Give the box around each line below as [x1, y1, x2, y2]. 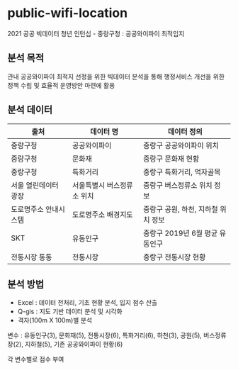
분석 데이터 [7, 104, 53, 116]
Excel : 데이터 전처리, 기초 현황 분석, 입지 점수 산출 [17, 298, 158, 307]
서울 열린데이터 [11, 180, 59, 190]
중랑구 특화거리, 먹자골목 [142, 167, 221, 176]
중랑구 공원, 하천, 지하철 [142, 204, 218, 214]
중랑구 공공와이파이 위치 [142, 140, 220, 150]
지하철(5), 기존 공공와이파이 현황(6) [24, 340, 123, 349]
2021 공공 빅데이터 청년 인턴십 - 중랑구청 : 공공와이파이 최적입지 [7, 29, 185, 38]
